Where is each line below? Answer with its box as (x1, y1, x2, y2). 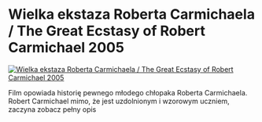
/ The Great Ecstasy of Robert (8, 22, 206, 40)
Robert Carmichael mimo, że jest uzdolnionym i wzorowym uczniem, (8, 96, 230, 106)
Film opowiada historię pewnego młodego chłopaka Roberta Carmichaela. (8, 88, 248, 97)
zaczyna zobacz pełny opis (8, 104, 97, 114)
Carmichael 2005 (8, 39, 124, 56)
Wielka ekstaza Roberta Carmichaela (8, 5, 256, 23)
